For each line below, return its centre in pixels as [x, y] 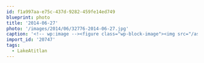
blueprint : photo [28, 17]
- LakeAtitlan [29, 51]
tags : [13, 46]
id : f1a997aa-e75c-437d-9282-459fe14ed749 [61, 12]
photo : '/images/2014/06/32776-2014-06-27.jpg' [68, 28]
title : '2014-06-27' [32, 23]
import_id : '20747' [31, 40]
